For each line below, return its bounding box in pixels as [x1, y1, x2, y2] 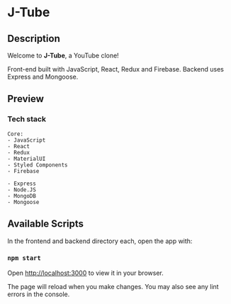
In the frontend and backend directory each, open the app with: [7, 237, 193, 245]
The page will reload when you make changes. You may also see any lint [7, 282, 219, 291]
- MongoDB [7, 192, 37, 199]
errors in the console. [7, 290, 70, 298]
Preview [7, 93, 45, 105]
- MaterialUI [7, 155, 46, 162]
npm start [7, 254, 41, 262]
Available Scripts [7, 218, 84, 230]
